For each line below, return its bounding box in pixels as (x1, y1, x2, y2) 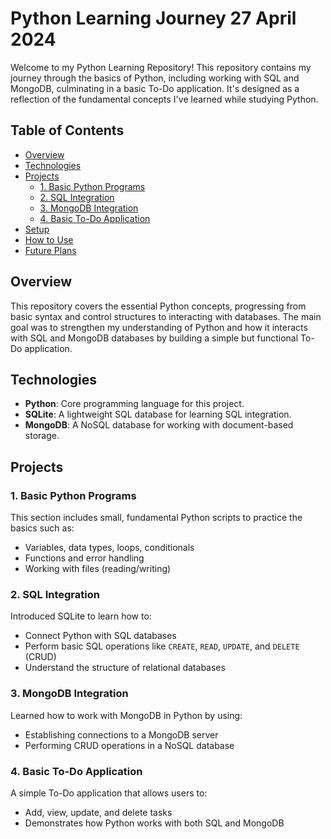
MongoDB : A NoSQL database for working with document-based (24, 419, 294, 431)
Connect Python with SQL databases (24, 630, 177, 642)
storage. (24, 430, 60, 442)
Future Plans (24, 244, 77, 256)
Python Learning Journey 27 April (10, 7, 297, 30)
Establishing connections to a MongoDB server (24, 728, 219, 741)
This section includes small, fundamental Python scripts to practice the (10, 512, 303, 524)
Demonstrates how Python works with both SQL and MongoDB (24, 817, 285, 829)
